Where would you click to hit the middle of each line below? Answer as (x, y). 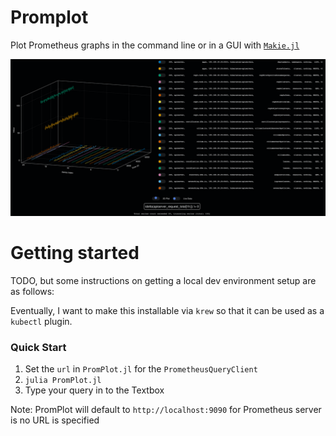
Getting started (75, 253)
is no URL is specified (55, 420)
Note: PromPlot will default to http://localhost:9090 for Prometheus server (166, 410)
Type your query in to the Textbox (94, 390)
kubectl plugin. (41, 321)
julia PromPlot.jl (63, 381)
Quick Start (38, 347)
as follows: (32, 291)
